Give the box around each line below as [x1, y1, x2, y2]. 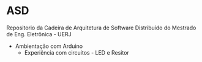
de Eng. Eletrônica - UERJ [6, 30, 72, 37]
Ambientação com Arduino [15, 42, 83, 50]
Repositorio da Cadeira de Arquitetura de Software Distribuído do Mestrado [6, 24, 196, 31]
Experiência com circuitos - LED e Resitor [24, 48, 130, 56]
